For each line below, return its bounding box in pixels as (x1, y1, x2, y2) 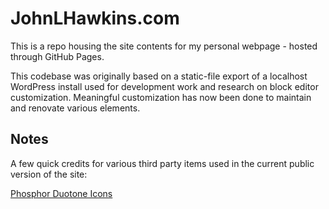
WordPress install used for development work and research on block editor (10, 80, 319, 92)
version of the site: (10, 168, 88, 180)
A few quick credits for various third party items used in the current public (10, 157, 315, 169)
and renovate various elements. (10, 102, 141, 114)
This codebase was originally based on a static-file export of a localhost (10, 70, 308, 82)
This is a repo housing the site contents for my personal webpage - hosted (10, 40, 318, 52)
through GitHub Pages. (10, 50, 105, 62)
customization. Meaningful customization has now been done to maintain (10, 91, 312, 103)
